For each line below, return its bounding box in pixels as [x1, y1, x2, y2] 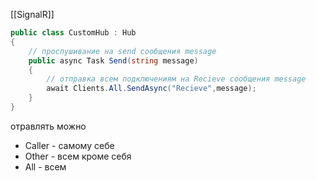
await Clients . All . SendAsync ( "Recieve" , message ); [46, 84, 257, 94]
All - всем [24, 160, 67, 173]
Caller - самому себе [24, 139, 115, 151]
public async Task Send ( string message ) [28, 55, 199, 66]
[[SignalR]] [10, 9, 55, 20]
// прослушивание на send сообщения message [28, 46, 217, 56]
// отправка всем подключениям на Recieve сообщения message [46, 74, 307, 84]
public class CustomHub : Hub [10, 28, 137, 38]
